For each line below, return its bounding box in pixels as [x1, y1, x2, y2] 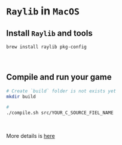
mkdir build [6, 93, 36, 99]
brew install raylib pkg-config [6, 44, 87, 50]
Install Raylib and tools [6, 28, 93, 38]
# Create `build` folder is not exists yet [6, 88, 117, 94]
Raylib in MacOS [6, 4, 80, 18]
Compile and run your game [6, 72, 112, 82]
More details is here [6, 132, 55, 140]
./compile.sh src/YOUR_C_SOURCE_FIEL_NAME [6, 110, 114, 116]
